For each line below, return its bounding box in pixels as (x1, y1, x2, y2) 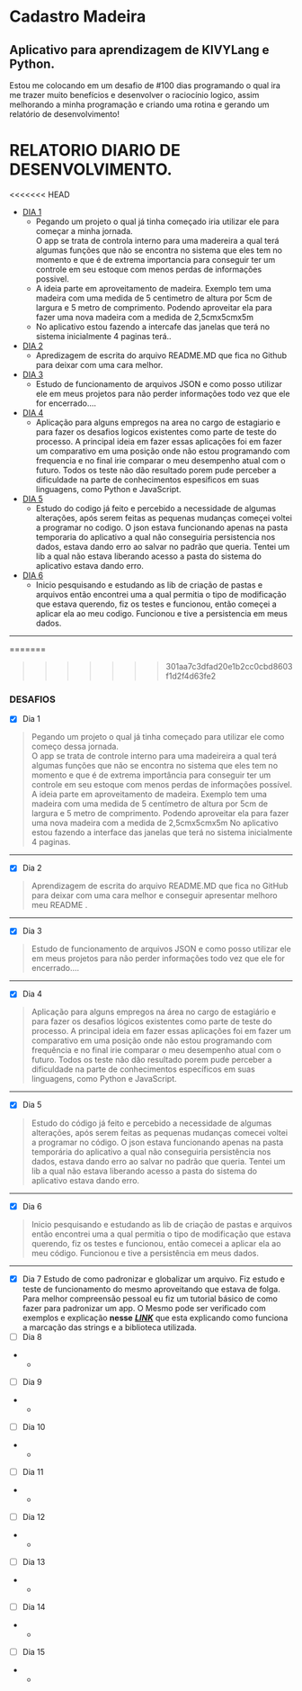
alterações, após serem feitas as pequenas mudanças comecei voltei (31, 1127, 289, 1138)
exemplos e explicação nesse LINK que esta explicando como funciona (22, 1312, 289, 1323)
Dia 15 (22, 1647, 46, 1658)
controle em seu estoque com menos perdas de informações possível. (31, 779, 293, 790)
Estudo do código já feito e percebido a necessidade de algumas (31, 1118, 272, 1129)
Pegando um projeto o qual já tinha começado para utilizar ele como (31, 732, 285, 742)
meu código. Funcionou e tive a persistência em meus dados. (31, 1247, 259, 1258)
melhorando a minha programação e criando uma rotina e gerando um (9, 99, 270, 110)
